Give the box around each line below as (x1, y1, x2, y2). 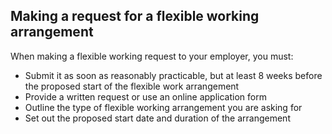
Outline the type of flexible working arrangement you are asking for (24, 101, 303, 113)
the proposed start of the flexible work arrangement (24, 80, 240, 92)
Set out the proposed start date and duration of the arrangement (24, 112, 291, 124)
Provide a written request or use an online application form (24, 90, 267, 103)
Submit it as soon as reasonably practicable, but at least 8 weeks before (24, 69, 323, 81)
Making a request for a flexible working (10, 8, 260, 25)
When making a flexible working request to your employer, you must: (10, 50, 294, 62)
